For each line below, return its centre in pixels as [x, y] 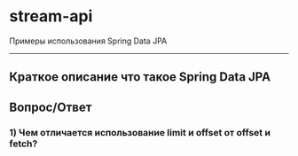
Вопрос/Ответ [51, 107]
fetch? [24, 144]
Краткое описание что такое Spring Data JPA [140, 77]
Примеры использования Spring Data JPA [88, 41]
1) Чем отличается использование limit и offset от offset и [140, 132]
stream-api [51, 16]
